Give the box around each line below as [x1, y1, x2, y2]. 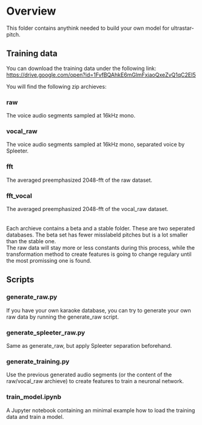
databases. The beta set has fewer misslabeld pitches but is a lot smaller [6, 231, 188, 238]
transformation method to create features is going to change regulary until [6, 251, 192, 258]
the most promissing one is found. [6, 257, 92, 264]
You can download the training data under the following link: [6, 64, 157, 72]
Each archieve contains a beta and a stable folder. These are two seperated [6, 224, 195, 232]
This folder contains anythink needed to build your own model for [6, 24, 170, 32]
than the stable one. [6, 237, 56, 244]
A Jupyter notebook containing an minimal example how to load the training [6, 406, 195, 414]
